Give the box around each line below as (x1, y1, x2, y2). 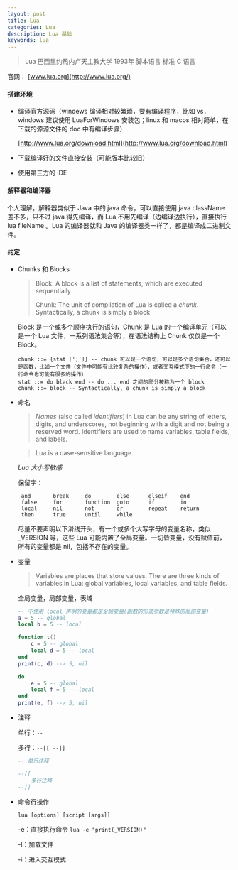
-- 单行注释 (17, 758, 49, 765)
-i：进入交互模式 (17, 855, 66, 864)
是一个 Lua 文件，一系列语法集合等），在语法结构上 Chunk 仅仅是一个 (17, 331, 220, 339)
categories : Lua (7, 23, 55, 31)
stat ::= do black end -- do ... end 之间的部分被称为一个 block (17, 378, 205, 386)
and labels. (35, 435, 68, 443)
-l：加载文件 (17, 839, 54, 849)
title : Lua (7, 17, 40, 24)
